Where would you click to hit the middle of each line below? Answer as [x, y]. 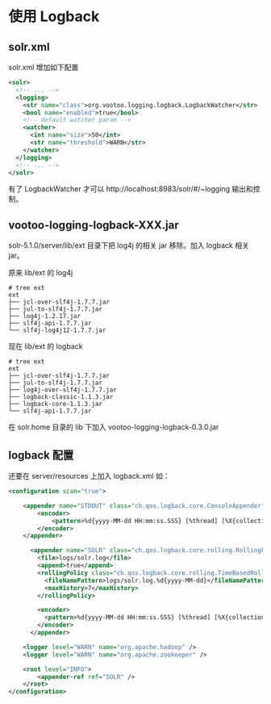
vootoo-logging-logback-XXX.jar [94, 225]
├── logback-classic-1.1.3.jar [61, 397]
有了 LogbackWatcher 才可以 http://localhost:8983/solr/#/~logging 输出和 [131, 189]
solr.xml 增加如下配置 [44, 67]
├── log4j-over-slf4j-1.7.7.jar [63, 390]
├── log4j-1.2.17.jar [45, 316]
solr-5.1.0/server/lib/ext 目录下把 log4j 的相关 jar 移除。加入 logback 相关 [129, 245]
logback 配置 [41, 455]
